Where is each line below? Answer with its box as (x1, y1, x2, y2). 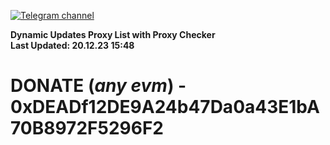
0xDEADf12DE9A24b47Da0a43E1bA (10, 96, 320, 119)
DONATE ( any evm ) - (10, 75, 187, 97)
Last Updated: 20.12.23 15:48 (10, 40, 135, 51)
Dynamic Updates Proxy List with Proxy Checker (10, 29, 216, 40)
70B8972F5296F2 (10, 117, 164, 140)
